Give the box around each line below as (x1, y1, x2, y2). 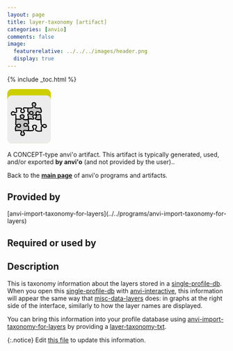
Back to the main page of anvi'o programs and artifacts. (7, 171, 168, 179)
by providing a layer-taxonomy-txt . (67, 322, 167, 330)
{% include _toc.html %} (7, 75, 77, 83)
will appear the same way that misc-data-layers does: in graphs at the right (7, 294, 223, 302)
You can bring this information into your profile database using (7, 315, 186, 323)
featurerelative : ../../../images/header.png (13, 48, 148, 55)
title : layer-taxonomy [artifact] (7, 18, 108, 26)
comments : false (7, 33, 54, 40)
